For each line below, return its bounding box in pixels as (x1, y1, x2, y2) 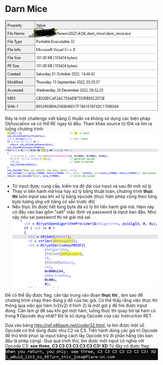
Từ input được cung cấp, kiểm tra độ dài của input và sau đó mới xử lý (12, 183, 152, 189)
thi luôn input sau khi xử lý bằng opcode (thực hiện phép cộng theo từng (12, 193, 158, 199)
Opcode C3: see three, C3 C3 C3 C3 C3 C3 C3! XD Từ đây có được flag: (5, 343, 150, 349)
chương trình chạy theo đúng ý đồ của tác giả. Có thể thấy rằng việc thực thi (5, 297, 158, 303)
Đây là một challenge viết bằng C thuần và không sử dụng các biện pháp (5, 115, 150, 121)
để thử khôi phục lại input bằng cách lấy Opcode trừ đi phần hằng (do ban (5, 333, 153, 339)
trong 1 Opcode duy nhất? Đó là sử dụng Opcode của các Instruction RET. (5, 313, 153, 319)
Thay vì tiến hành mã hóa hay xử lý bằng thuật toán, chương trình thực (12, 189, 153, 194)
